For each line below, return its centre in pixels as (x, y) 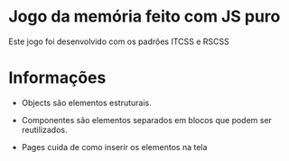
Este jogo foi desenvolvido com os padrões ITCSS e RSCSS (119, 41)
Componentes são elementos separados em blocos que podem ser (147, 120)
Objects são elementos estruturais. (87, 103)
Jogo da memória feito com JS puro (144, 17)
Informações (57, 78)
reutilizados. (45, 130)
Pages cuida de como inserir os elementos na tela (114, 147)
